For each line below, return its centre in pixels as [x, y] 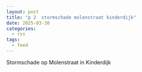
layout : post [23, 12]
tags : [13, 40]
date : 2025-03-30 [28, 23]
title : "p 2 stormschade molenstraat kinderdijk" [71, 17]
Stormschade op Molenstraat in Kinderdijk [59, 62]
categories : [21, 28]
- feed [20, 46]
